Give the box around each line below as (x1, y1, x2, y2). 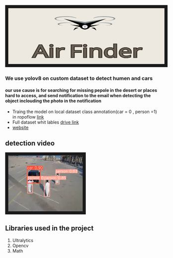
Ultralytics (12, 237, 34, 243)
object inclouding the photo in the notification (5, 98, 102, 104)
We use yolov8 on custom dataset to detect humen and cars (5, 74, 153, 81)
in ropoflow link (12, 114, 44, 120)
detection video (5, 139, 55, 147)
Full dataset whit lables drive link (12, 119, 79, 126)
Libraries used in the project (5, 224, 94, 233)
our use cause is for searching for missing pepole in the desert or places (5, 87, 158, 93)
